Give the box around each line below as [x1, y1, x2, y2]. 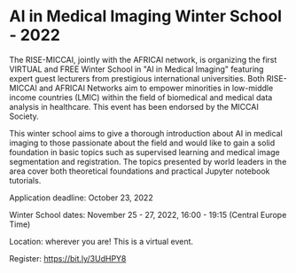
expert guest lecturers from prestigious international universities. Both [9, 73, 265, 83]
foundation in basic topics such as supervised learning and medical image [9, 146, 281, 157]
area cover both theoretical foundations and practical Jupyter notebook [9, 166, 270, 176]
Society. [9, 111, 40, 121]
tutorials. [9, 175, 42, 185]
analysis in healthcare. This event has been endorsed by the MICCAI [9, 101, 259, 112]
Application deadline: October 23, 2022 [9, 192, 153, 203]
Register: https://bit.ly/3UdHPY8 [9, 253, 127, 263]
